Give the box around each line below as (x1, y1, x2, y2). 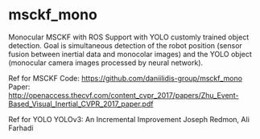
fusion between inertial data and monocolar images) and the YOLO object (8, 49, 252, 59)
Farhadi (8, 123, 34, 133)
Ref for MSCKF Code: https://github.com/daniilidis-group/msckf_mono (8, 73, 243, 83)
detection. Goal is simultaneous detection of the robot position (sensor (8, 40, 243, 50)
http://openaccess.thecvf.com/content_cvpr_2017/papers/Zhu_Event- (8, 90, 239, 100)
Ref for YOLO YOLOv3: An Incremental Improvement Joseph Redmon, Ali (8, 114, 250, 124)
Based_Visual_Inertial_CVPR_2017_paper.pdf (8, 99, 154, 108)
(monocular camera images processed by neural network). (8, 58, 204, 67)
